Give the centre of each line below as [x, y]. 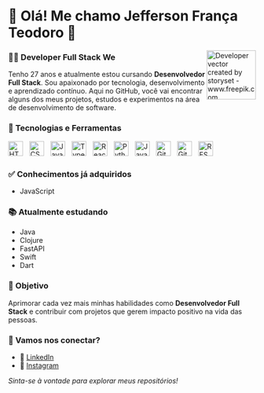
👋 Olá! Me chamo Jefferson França [123, 16]
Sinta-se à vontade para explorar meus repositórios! [93, 380]
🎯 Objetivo [28, 286]
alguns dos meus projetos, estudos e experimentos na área [104, 99]
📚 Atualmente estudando [58, 212]
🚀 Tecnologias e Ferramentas [65, 128]
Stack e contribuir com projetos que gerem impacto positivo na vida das [125, 311]
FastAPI [32, 249]
